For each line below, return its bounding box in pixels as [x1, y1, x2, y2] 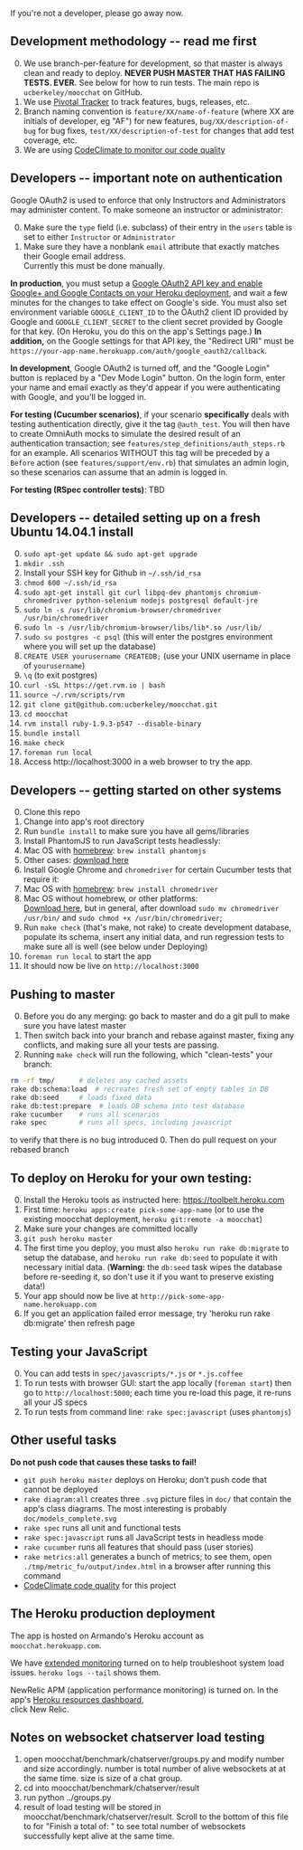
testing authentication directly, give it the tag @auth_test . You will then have [10, 418, 290, 429]
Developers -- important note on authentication [10, 171, 283, 186]
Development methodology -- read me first [10, 33, 257, 49]
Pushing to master [10, 986, 115, 1002]
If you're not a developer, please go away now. [10, 8, 184, 18]
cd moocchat [23, 710, 69, 719]
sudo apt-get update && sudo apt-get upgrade [23, 550, 197, 559]
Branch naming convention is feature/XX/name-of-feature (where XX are [23, 106, 295, 117]
